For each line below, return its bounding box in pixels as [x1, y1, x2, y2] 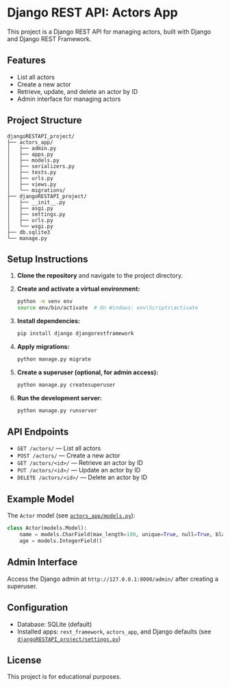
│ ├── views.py [7, 180, 57, 188]
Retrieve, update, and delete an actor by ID [16, 87, 138, 95]
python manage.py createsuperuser [16, 381, 116, 388]
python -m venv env [16, 298, 73, 305]
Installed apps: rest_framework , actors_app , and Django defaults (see [16, 627, 212, 636]
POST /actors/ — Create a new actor [16, 451, 121, 460]
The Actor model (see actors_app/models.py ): [7, 511, 136, 520]
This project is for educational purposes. [7, 673, 122, 681]
